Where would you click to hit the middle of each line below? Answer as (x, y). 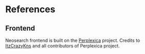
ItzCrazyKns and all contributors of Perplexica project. (63, 46)
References (30, 9)
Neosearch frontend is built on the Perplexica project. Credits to (73, 40)
